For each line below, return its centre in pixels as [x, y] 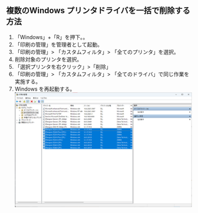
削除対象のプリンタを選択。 [48, 59]
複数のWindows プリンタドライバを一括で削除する [98, 11]
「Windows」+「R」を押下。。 [51, 37]
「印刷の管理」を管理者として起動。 [59, 44]
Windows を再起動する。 [45, 89]
